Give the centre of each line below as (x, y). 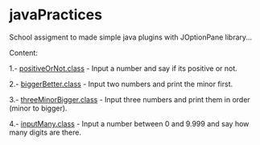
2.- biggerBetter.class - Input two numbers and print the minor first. (121, 84)
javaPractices (56, 15)
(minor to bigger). (38, 108)
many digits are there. (45, 132)
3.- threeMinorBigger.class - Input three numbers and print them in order (130, 99)
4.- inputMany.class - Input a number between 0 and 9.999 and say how (129, 123)
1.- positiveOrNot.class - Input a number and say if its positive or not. (124, 68)
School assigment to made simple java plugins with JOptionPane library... (131, 37)
